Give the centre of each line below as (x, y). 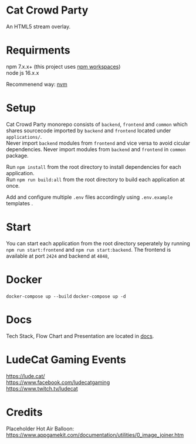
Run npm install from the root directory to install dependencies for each (94, 167)
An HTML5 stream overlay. (38, 26)
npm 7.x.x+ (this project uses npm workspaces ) (63, 66)
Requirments (38, 50)
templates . (20, 203)
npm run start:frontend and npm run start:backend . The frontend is (89, 249)
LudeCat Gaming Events (66, 360)
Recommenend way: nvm (37, 84)
